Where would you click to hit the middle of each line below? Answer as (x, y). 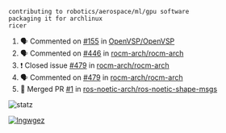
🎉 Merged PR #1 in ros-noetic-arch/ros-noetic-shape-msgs (119, 89)
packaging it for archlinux (56, 19)
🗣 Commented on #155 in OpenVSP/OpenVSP (97, 41)
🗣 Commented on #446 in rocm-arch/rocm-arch (102, 53)
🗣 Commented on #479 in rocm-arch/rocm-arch (101, 77)
